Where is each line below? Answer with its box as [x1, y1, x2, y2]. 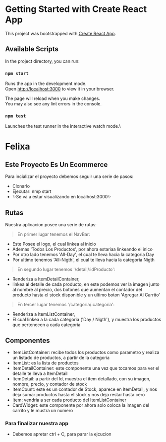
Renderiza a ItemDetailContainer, [12, 276, 80, 282]
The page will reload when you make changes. [5, 95, 101, 101]
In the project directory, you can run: [5, 58, 80, 64]
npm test [5, 113, 26, 119]
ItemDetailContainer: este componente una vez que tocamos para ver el [12, 365, 160, 371]
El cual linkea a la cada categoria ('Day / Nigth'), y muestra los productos [12, 317, 162, 323]
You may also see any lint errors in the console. [5, 101, 102, 107]
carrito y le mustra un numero [12, 407, 73, 413]
